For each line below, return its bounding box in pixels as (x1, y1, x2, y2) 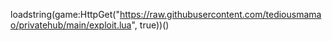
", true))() (131, 19, 170, 31)
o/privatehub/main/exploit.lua (10, 19, 132, 31)
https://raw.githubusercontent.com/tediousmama (119, 9, 322, 20)
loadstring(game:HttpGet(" (10, 9, 120, 20)
